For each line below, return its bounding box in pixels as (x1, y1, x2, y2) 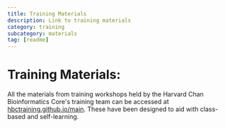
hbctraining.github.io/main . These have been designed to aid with (7, 105, 199, 113)
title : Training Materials (7, 10, 87, 18)
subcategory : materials (7, 30, 78, 37)
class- (200, 105, 219, 113)
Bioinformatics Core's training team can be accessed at (7, 98, 169, 106)
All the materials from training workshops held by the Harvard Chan (7, 90, 204, 98)
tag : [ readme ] (7, 37, 50, 44)
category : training (7, 23, 65, 30)
